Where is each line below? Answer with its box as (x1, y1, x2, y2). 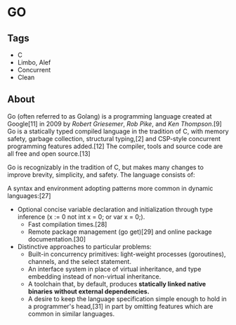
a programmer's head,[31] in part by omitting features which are (27, 302, 214, 310)
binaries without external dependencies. (27, 287, 150, 296)
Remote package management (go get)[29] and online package (27, 227, 212, 236)
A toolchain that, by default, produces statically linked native (27, 279, 206, 288)
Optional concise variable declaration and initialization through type (17, 205, 213, 213)
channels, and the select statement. (27, 257, 132, 265)
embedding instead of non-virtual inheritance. (27, 272, 162, 281)
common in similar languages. (27, 310, 115, 318)
